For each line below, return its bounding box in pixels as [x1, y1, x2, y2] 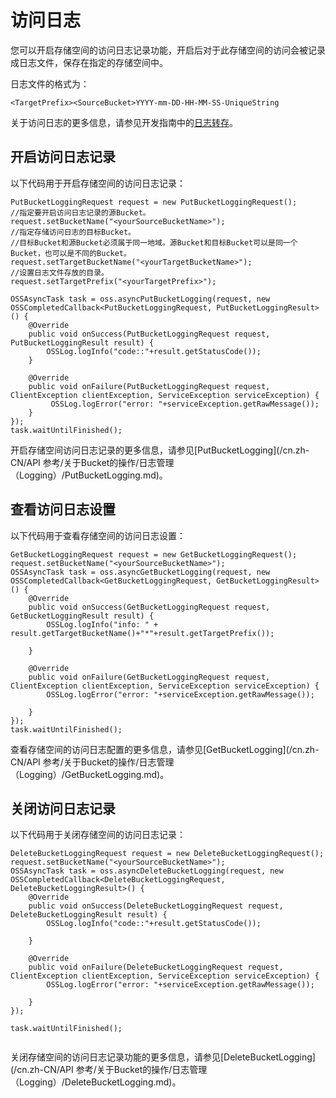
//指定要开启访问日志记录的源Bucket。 [10, 207, 151, 218]
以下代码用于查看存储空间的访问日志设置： [10, 529, 186, 541]
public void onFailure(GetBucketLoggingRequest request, [28, 672, 271, 682]
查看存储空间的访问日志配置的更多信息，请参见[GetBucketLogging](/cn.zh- [10, 743, 320, 755]
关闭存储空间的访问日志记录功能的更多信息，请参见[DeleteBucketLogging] [10, 1051, 316, 1063]
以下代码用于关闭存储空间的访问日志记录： [10, 829, 186, 841]
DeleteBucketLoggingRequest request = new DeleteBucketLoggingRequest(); [10, 849, 325, 859]
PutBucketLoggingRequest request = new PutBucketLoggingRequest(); [10, 197, 298, 207]
